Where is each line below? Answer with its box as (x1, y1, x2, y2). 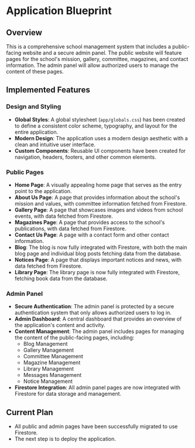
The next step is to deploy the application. (14, 436, 116, 443)
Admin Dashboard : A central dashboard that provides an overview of (14, 315, 182, 322)
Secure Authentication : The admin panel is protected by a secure (14, 303, 175, 310)
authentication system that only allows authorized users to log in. (14, 309, 172, 316)
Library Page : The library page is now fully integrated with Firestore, (14, 268, 180, 275)
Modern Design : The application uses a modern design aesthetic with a (14, 134, 189, 142)
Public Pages (6, 168, 44, 176)
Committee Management (23, 353, 84, 360)
